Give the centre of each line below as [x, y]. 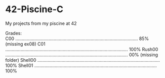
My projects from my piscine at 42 [41, 23]
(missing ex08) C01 [25, 44]
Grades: [13, 33]
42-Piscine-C [34, 9]
